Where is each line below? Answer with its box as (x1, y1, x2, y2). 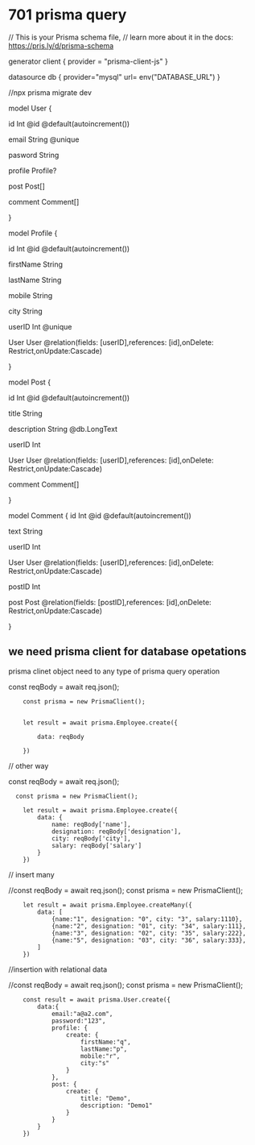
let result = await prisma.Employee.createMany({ (23, 901, 193, 909)
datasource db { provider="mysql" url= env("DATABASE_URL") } (8, 72, 220, 81)
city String (8, 306, 43, 316)
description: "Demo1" (80, 1101, 153, 1110)
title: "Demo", (80, 1094, 131, 1102)
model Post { (8, 377, 51, 387)
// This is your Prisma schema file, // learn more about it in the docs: (8, 32, 233, 42)
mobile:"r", (80, 1052, 121, 1060)
